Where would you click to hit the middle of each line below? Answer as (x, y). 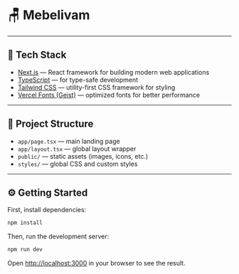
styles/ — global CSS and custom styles (78, 164)
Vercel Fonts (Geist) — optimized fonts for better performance (109, 95)
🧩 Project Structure (51, 124)
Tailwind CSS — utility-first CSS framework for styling (96, 87)
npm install (25, 223)
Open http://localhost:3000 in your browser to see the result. (97, 263)
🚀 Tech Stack (37, 55)
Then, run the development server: (58, 236)
